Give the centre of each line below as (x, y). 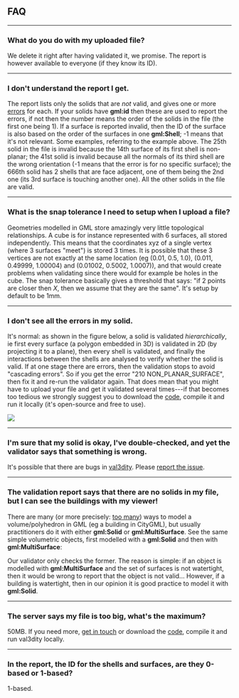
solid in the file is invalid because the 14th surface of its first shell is (106, 149)
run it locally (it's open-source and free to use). (76, 404)
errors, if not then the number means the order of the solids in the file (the (116, 119)
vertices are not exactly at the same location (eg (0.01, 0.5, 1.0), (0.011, (110, 258)
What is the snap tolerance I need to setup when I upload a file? (119, 212)
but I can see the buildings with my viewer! (83, 501)
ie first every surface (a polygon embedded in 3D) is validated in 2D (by (112, 344)
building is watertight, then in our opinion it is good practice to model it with (118, 583)
